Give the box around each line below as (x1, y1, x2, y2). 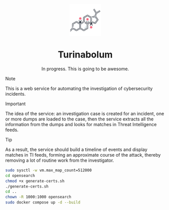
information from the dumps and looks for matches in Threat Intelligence (5, 121, 157, 127)
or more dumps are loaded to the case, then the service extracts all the (5, 116, 154, 122)
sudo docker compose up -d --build (5, 200, 81, 205)
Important (5, 101, 26, 107)
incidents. (5, 91, 26, 97)
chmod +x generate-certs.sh (5, 178, 65, 184)
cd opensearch (5, 173, 36, 178)
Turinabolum (57, 49, 113, 61)
